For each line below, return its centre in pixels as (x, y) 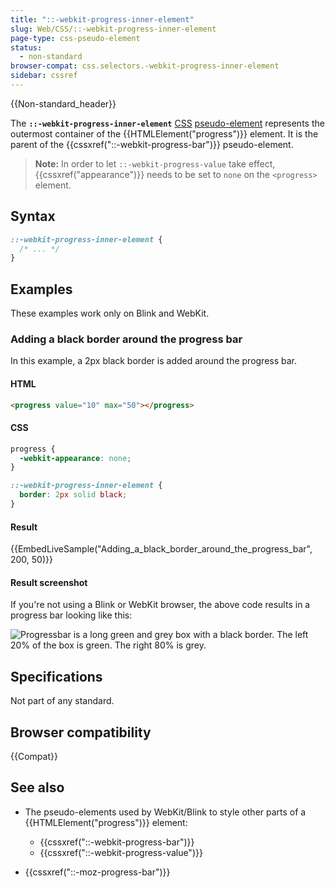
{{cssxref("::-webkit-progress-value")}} (121, 852)
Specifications (56, 676)
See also (37, 787)
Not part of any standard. (62, 701)
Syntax (33, 216)
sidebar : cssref (44, 76)
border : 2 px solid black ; (73, 495)
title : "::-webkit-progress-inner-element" (102, 19)
